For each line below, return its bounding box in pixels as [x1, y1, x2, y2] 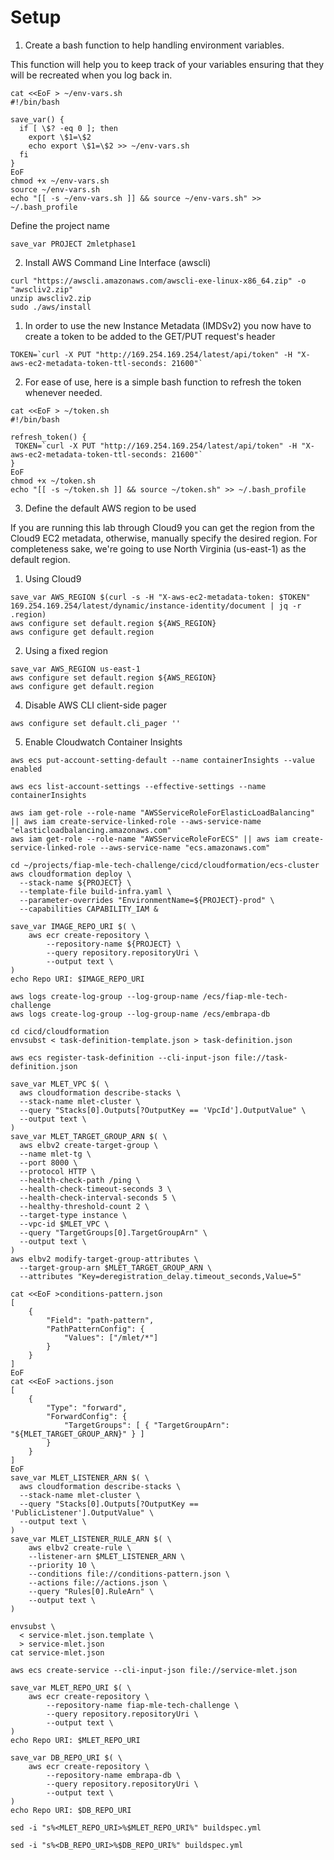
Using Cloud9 [24, 572, 82, 585]
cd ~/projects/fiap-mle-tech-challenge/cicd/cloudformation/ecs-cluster [10, 860, 320, 870]
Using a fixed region [24, 644, 109, 656]
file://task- [233, 1052, 288, 1063]
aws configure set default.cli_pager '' [10, 718, 182, 728]
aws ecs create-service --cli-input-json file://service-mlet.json [10, 1665, 298, 1675]
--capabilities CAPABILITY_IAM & [19, 904, 159, 914]
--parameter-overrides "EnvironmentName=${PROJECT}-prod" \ [19, 895, 275, 905]
